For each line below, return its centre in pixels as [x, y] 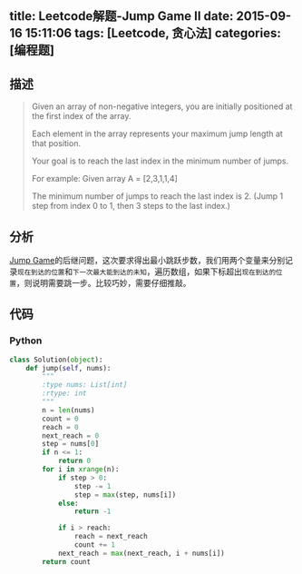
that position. [56, 143]
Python [26, 341]
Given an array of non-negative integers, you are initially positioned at [162, 106]
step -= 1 [93, 486]
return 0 [74, 461]
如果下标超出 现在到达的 [235, 272]
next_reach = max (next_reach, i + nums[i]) [141, 553]
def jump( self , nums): [68, 368]
